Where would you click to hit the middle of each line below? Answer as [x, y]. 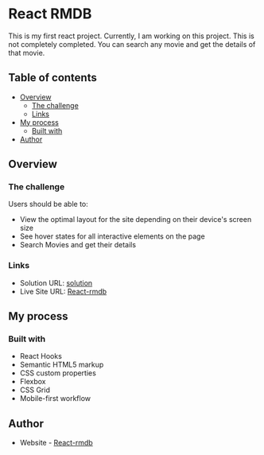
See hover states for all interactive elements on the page [112, 236]
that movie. [27, 52]
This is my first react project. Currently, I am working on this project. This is [131, 36]
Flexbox [33, 382]
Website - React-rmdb [56, 443]
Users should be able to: [49, 204]
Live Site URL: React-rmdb [63, 291]
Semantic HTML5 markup [62, 365]
